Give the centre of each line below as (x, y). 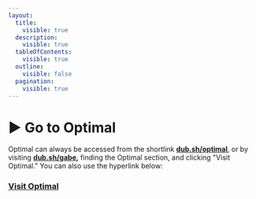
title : (26, 23)
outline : (30, 67)
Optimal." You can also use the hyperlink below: (85, 166)
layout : (21, 15)
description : (37, 37)
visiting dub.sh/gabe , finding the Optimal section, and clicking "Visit (119, 157)
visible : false (47, 74)
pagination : (35, 81)
